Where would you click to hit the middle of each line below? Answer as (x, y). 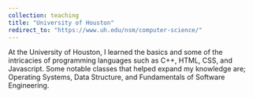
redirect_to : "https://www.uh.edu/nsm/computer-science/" (105, 30)
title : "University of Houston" (61, 23)
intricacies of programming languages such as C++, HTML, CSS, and (120, 60)
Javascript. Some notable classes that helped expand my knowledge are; (127, 69)
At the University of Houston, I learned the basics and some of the (115, 53)
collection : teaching (44, 15)
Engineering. (29, 85)
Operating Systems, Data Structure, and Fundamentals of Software (117, 77)
